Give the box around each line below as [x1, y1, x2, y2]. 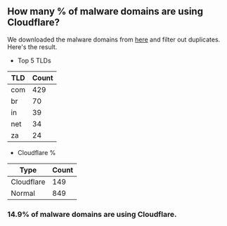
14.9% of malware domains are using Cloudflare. [7, 209, 177, 219]
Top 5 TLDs [17, 56, 51, 65]
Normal [11, 188, 35, 198]
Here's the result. [7, 42, 58, 51]
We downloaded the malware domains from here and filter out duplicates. [7, 35, 221, 44]
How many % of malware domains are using [7, 6, 204, 18]
